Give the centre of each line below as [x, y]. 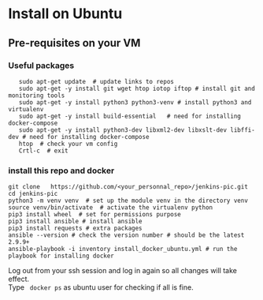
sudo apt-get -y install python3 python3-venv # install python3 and [135, 102]
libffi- [243, 130]
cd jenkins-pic [33, 194]
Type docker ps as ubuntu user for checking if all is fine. [101, 287]
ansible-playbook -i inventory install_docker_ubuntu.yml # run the [123, 249]
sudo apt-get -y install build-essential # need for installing [130, 116]
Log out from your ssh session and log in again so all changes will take [123, 271]
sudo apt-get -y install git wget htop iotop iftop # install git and [137, 88]
